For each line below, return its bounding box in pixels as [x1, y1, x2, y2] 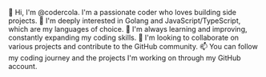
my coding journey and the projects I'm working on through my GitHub [8, 53, 242, 63]
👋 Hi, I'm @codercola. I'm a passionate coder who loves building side [8, 8, 237, 17]
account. [8, 62, 38, 71]
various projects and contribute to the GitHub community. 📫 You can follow [8, 42, 258, 51]
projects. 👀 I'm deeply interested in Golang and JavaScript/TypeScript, [8, 16, 241, 25]
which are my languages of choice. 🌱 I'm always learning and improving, [8, 25, 248, 33]
